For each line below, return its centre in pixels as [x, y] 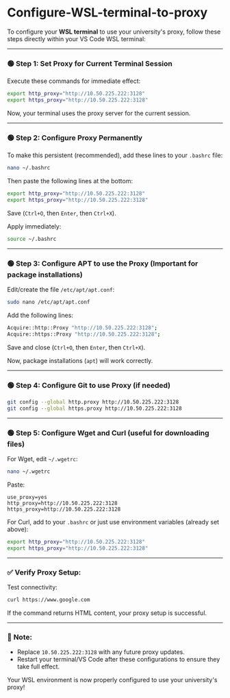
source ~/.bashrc [32, 239]
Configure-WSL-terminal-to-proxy [107, 13]
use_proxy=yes [27, 497]
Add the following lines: [40, 315]
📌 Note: [20, 637]
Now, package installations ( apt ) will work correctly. [80, 360]
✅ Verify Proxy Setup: [44, 572]
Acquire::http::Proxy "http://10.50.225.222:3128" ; [82, 327]
